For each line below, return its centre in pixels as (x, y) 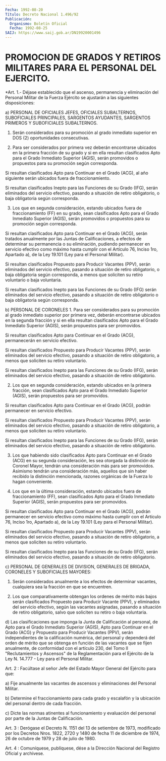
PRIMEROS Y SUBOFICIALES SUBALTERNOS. (52, 123)
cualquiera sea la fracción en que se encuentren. (62, 587)
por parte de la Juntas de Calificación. (44, 718)
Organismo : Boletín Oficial (39, 24)
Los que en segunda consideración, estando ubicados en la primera (82, 385)
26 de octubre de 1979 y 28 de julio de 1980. (51, 738)
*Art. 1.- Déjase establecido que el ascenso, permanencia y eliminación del (82, 92)
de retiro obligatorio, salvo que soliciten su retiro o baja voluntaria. (80, 612)
